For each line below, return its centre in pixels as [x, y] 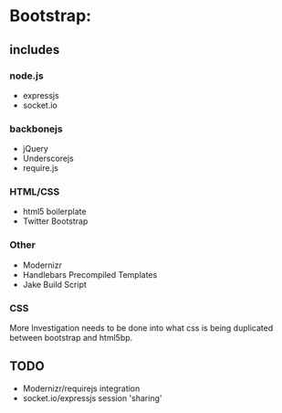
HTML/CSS [35, 192]
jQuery [35, 149]
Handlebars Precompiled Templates [90, 274]
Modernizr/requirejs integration [81, 388]
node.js [26, 76]
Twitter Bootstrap [55, 221]
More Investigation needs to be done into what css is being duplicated [141, 328]
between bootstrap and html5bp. [71, 338]
